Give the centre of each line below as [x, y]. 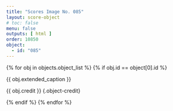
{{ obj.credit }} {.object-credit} [43, 91]
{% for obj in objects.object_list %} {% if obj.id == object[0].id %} [87, 67]
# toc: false [22, 23]
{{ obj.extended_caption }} [39, 79]
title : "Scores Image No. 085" [45, 12]
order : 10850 [22, 39]
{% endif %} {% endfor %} [39, 102]
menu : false [21, 28]
